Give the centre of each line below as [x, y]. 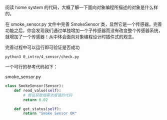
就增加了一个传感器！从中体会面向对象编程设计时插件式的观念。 [71, 37]
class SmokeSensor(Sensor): [34, 86]
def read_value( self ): [38, 90]
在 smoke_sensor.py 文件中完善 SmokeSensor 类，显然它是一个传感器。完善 [84, 24]
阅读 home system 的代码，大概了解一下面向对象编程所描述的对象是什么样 [82, 7]
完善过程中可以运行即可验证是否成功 [42, 47]
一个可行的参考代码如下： [31, 67]
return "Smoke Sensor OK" [50, 113]
